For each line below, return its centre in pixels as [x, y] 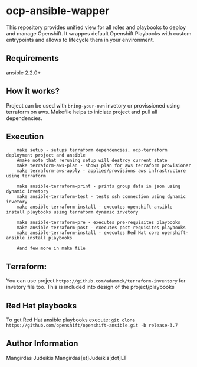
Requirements [32, 58]
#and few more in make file [51, 249]
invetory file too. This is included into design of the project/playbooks [91, 287]
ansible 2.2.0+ [24, 73]
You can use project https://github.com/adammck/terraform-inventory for [96, 281]
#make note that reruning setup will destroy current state [92, 161]
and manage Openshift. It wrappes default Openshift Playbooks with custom [99, 33]
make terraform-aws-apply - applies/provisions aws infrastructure [101, 171]
